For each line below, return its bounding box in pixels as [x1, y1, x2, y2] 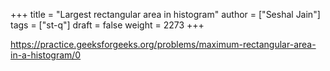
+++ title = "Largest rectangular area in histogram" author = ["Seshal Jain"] [10, 9, 321, 20]
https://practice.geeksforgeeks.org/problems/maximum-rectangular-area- [10, 39, 317, 50]
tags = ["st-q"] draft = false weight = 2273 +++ [10, 19, 205, 31]
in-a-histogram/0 [10, 49, 82, 61]
